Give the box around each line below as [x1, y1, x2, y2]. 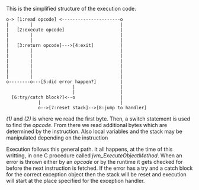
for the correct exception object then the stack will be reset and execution [6, 171, 187, 178]
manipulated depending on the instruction [6, 134, 108, 141]
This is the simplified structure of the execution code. [6, 5, 136, 12]
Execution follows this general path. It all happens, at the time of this [6, 145, 173, 153]
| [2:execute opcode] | [6, 27, 123, 33]
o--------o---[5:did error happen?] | [6, 79, 123, 85]
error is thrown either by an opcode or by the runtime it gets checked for [6, 159, 183, 165]
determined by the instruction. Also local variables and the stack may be [6, 128, 182, 135]
